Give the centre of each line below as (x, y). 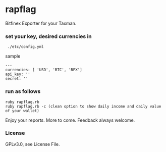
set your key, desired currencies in (48, 36)
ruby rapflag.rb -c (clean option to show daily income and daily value (83, 106)
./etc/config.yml (25, 47)
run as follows (23, 91)
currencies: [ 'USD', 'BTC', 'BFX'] (44, 70)
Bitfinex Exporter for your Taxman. (41, 23)
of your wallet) (22, 111)
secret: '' (17, 79)
